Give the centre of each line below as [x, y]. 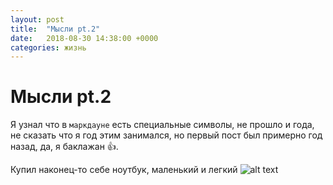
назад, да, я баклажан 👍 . [64, 147]
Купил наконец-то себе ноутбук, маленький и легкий [124, 170]
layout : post [37, 19]
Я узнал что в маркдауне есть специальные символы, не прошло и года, [162, 125]
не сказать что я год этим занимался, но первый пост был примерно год [166, 135]
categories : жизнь [48, 47]
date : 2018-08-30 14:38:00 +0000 [84, 38]
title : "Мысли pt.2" [55, 29]
